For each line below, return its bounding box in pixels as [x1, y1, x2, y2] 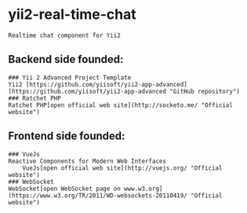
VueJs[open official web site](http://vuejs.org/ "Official [22, 163, 223, 172]
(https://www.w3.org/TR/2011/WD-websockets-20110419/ [8, 191, 188, 200]
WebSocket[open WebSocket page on [8, 185, 122, 193]
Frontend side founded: [8, 130, 125, 143]
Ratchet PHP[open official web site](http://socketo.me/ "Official [8, 101, 234, 109]
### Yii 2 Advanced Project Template [8, 73, 132, 82]
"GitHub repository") [169, 87, 241, 95]
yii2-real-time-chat [8, 6, 136, 24]
